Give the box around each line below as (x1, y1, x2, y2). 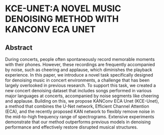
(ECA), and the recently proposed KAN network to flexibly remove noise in (5, 108, 155, 114)
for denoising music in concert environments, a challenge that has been (5, 77, 150, 83)
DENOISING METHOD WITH (5, 13, 119, 25)
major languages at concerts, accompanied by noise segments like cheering (5, 93, 159, 99)
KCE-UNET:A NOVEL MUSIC (5, 3, 121, 14)
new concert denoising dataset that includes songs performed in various (5, 88, 152, 93)
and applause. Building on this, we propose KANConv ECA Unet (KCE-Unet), (5, 98, 159, 104)
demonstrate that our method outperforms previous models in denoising (5, 119, 151, 125)
